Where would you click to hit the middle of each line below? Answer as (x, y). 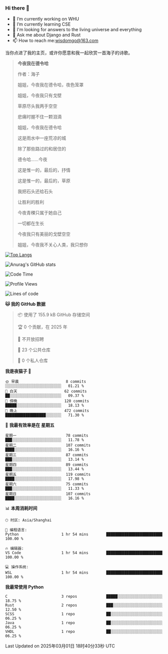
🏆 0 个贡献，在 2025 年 (42, 327)
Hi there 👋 (18, 8)
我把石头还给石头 (35, 191)
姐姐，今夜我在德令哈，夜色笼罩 (50, 85)
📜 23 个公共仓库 (34, 350)
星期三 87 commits (47, 455)
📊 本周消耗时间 (21, 508)
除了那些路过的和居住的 (42, 149)
